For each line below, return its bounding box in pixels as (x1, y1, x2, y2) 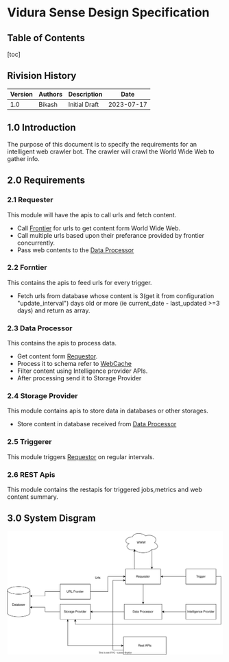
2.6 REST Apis (7, 469, 56, 479)
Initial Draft (68, 100, 99, 108)
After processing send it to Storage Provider (16, 374, 142, 382)
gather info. (7, 154, 40, 162)
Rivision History (7, 70, 77, 82)
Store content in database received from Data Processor (16, 420, 177, 428)
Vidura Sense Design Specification (7, 5, 210, 21)
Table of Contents (7, 32, 86, 44)
